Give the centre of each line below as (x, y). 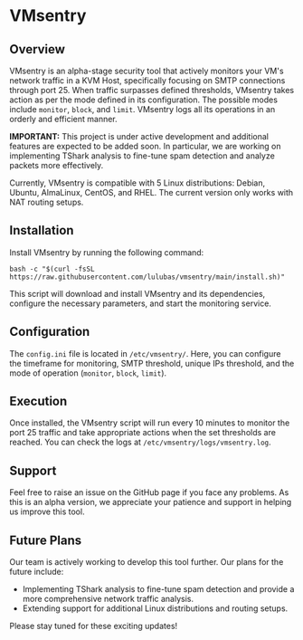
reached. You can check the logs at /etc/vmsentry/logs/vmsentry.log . (140, 442)
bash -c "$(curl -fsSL (52, 269)
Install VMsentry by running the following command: (107, 252)
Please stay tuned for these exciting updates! (94, 626)
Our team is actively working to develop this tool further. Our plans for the (147, 562)
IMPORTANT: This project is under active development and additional (139, 136)
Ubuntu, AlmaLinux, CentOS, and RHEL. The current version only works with (151, 192)
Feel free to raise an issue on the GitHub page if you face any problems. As (149, 492)
